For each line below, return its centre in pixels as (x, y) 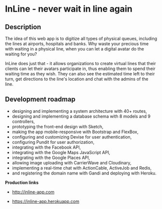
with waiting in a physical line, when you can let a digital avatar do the (74, 49)
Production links (22, 182)
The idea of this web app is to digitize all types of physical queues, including (81, 38)
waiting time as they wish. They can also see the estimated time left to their (80, 74)
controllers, (23, 121)
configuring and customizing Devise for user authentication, (72, 137)
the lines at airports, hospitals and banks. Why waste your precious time (77, 44)
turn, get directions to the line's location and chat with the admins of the (77, 79)
